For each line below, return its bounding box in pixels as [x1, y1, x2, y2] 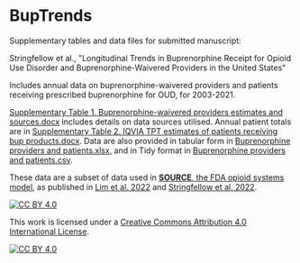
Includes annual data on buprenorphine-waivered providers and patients [9, 79, 278, 90]
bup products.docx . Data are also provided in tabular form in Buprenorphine [9, 135, 291, 146]
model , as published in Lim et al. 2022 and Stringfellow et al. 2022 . [9, 181, 258, 192]
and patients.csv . [9, 154, 74, 165]
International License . [9, 226, 90, 237]
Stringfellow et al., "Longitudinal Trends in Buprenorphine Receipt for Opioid [9, 52, 291, 63]
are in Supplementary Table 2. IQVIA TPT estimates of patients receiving [9, 125, 278, 136]
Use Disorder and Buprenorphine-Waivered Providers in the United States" [9, 62, 286, 73]
